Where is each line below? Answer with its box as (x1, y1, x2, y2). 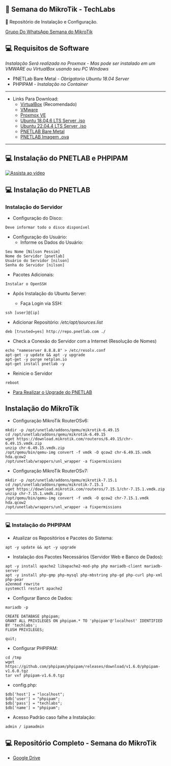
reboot (5, 380, 19, 386)
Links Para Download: (12, 96, 59, 102)
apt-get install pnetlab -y (5, 362, 65, 367)
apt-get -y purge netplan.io (5, 357, 67, 362)
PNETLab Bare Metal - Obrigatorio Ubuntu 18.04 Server (12, 75, 129, 82)
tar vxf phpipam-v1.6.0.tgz (5, 673, 65, 678)
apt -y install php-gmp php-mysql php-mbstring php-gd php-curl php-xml (5, 573, 163, 578)
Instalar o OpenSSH (5, 282, 47, 287)
